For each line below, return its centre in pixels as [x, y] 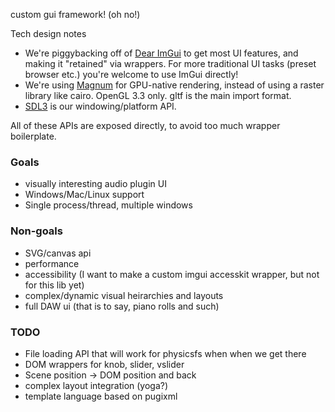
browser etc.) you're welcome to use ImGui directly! [131, 74]
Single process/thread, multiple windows [108, 205]
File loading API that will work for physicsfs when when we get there [165, 353]
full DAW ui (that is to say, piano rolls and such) [122, 306]
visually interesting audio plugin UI [95, 184]
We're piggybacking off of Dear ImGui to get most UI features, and [161, 53]
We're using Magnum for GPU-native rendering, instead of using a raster [174, 85]
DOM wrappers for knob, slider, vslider [104, 364]
